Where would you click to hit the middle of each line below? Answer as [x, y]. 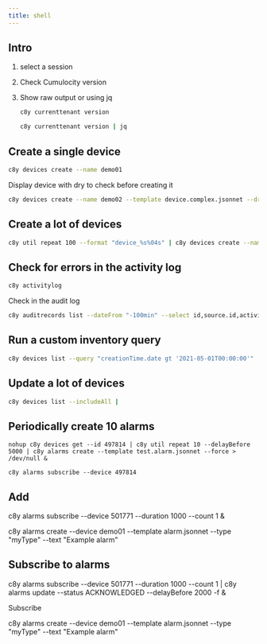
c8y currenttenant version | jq [73, 127]
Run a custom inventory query [85, 340]
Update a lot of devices [66, 384]
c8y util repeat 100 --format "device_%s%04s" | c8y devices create [124, 242]
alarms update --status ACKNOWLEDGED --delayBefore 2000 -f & [117, 592]
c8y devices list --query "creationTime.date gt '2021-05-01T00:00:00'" [131, 359]
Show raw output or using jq [66, 98]
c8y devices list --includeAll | [64, 402]
